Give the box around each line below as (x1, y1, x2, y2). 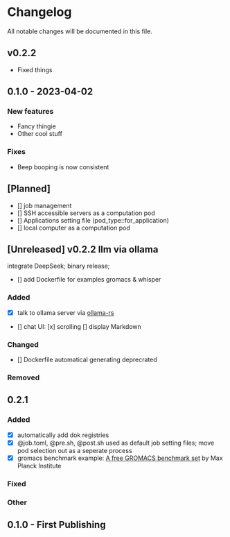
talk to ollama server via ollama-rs (17, 308, 114, 316)
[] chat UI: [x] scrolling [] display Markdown (17, 322, 142, 330)
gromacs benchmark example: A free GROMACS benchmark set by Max (17, 454, 223, 462)
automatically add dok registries (17, 431, 109, 439)
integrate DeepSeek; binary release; (7, 262, 110, 271)
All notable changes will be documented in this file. (7, 27, 152, 35)
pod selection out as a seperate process (17, 446, 133, 454)
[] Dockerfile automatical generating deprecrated (17, 355, 157, 364)
